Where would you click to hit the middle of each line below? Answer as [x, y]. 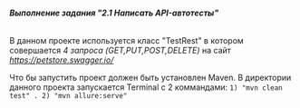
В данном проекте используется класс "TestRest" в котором [127, 41]
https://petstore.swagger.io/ [62, 60]
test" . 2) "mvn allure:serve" [68, 96]
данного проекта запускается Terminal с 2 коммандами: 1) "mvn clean [146, 87]
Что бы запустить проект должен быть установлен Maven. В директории [150, 78]
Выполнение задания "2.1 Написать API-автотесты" [114, 13]
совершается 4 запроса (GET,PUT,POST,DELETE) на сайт [120, 51]
